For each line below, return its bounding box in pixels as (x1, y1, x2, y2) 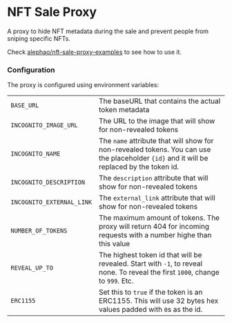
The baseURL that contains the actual (99, 96, 221, 106)
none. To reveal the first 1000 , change (99, 268, 220, 277)
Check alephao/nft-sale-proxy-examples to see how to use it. (7, 48, 182, 56)
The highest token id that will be (99, 250, 202, 260)
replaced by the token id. (99, 162, 180, 172)
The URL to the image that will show (99, 116, 215, 126)
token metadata (99, 105, 150, 115)
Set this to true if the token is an (99, 288, 203, 297)
